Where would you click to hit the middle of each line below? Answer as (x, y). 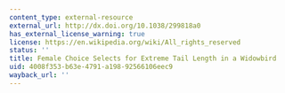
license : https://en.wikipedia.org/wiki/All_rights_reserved (125, 42)
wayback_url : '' (39, 75)
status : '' (29, 50)
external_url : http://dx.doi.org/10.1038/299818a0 (105, 26)
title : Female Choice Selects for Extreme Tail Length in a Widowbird (143, 58)
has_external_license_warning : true (77, 34)
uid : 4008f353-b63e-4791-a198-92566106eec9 (91, 67)
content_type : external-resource (71, 17)
